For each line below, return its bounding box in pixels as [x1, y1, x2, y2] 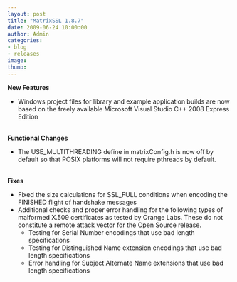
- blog [7, 44, 27, 51]
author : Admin [7, 30, 50, 38]
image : [7, 57, 27, 64]
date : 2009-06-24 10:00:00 [7, 24, 88, 31]
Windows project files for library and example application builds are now [17, 97, 230, 106]
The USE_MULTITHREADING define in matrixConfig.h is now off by [17, 147, 214, 156]
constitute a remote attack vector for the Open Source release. [17, 221, 201, 229]
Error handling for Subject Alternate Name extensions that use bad [28, 258, 224, 267]
